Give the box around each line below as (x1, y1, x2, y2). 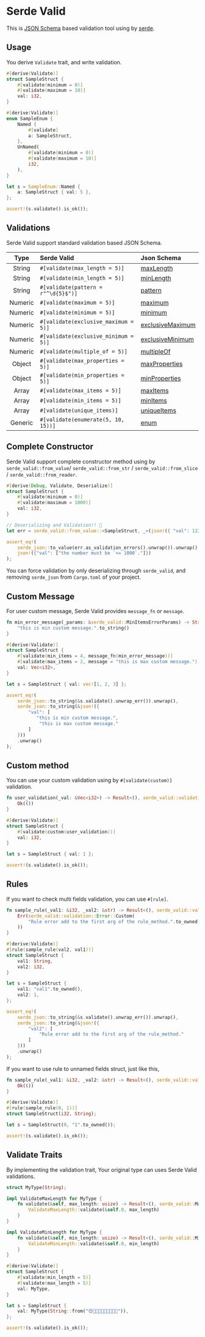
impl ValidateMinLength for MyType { (6, 1229, 103, 1235)
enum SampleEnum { (6, 115, 53, 122)
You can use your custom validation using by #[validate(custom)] (6, 777, 173, 784)
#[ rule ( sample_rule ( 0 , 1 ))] (6, 1105, 78, 1111)
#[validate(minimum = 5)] (40, 309, 115, 316)
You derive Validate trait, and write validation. (6, 58, 122, 65)
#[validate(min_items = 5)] (40, 397, 121, 404)
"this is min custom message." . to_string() (17, 625, 130, 631)
